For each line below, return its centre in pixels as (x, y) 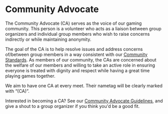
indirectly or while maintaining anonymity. (48, 39)
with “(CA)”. (17, 91)
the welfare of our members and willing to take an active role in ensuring (80, 65)
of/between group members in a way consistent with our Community (76, 54)
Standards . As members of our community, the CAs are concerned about (81, 60)
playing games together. (30, 76)
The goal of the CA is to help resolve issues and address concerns (74, 49)
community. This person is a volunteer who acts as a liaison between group (83, 28)
